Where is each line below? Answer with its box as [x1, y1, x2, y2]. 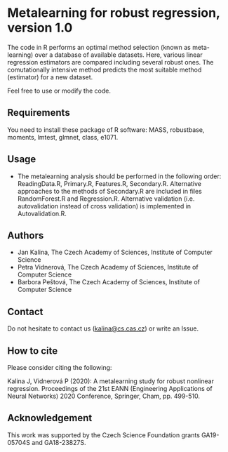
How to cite [7, 345, 58, 357]
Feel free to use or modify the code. [7, 86, 111, 95]
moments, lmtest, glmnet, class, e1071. [7, 133, 119, 141]
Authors [7, 230, 44, 241]
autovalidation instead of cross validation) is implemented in [17, 201, 192, 210]
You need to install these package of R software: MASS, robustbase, [7, 125, 205, 134]
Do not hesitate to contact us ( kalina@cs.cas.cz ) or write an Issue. [7, 324, 199, 333]
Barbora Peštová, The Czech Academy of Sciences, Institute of [17, 278, 200, 286]
